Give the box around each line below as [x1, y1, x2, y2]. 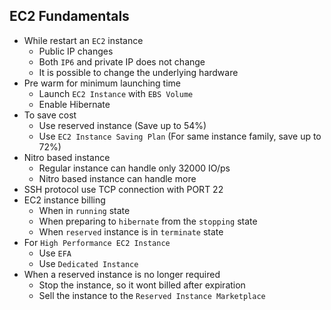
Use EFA [38, 247, 72, 259]
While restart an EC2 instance [23, 34, 144, 46]
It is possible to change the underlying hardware [38, 66, 239, 78]
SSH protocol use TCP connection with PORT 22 [23, 183, 224, 195]
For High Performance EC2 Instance [23, 236, 171, 248]
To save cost [23, 109, 77, 121]
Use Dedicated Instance [38, 257, 139, 269]
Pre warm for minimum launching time [23, 77, 181, 89]
